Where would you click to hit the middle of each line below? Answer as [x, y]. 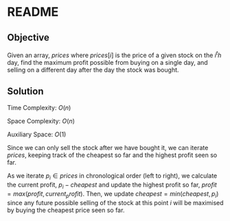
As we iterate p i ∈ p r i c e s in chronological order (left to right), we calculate [112, 177]
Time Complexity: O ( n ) [39, 108]
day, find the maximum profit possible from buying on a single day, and [107, 62]
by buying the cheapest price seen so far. [66, 210]
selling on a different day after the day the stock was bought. [93, 70]
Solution [25, 91]
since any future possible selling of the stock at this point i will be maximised [116, 202]
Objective [28, 38]
